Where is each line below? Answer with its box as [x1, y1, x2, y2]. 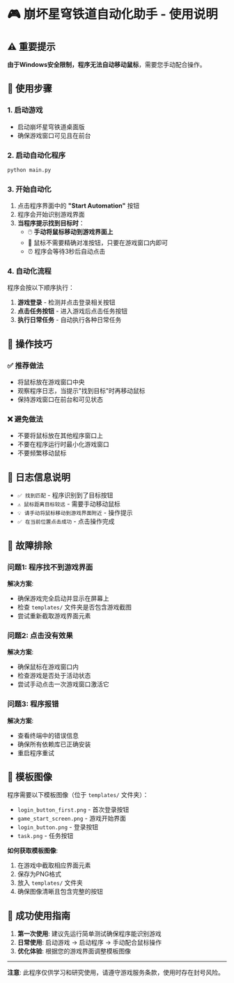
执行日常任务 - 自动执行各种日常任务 [17, 316, 122, 324]
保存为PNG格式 [17, 870, 61, 878]
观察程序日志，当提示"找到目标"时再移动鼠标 [17, 387, 146, 395]
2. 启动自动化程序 [7, 150, 66, 160]
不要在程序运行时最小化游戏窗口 [17, 440, 109, 449]
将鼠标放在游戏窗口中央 [17, 378, 85, 387]
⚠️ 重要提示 [7, 40, 56, 52]
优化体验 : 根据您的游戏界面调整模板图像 [17, 947, 131, 955]
